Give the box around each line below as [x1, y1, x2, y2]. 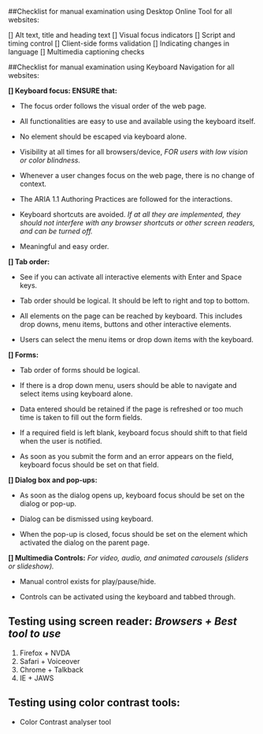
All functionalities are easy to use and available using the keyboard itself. [19, 117, 256, 125]
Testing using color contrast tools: [8, 696, 181, 710]
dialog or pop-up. [19, 499, 77, 508]
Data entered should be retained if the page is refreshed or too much [19, 404, 243, 413]
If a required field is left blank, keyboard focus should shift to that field [19, 428, 248, 437]
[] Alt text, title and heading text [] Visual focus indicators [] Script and [8, 31, 235, 39]
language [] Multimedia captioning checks [8, 47, 145, 56]
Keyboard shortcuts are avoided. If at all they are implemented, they [19, 210, 241, 219]
